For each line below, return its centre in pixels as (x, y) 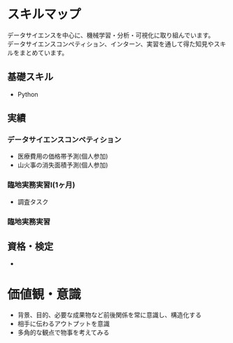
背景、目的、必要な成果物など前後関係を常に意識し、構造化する (109, 315)
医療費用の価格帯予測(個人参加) (63, 156)
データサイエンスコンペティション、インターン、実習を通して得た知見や (111, 43)
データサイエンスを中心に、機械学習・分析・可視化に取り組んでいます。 (111, 35)
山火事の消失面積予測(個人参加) (63, 165)
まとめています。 (44, 53)
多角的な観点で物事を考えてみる (63, 332)
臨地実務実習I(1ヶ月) (41, 185)
